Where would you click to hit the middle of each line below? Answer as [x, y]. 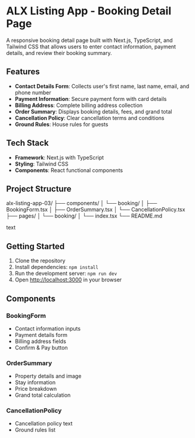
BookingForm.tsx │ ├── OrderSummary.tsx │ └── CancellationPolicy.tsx [96, 210]
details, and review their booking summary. [59, 53]
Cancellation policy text [44, 424]
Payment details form [41, 335]
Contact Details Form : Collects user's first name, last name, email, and [102, 86]
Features [23, 72]
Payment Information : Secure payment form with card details [91, 99]
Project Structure [39, 189]
